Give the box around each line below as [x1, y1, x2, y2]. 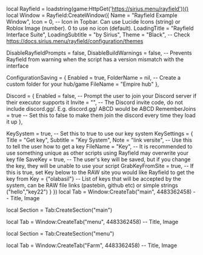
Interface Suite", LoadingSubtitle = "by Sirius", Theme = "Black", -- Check [6, 31, 190, 38]
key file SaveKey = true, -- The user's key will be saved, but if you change [6, 156, 191, 163]
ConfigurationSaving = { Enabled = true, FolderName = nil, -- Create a [6, 74, 181, 81]
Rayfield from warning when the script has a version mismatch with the [6, 56, 184, 63]
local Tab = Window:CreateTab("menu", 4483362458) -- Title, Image [6, 218, 179, 225]
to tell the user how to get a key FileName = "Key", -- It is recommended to [6, 143, 193, 150]
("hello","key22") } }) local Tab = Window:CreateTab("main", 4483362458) [6, 188, 192, 195]
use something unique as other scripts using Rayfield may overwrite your [6, 149, 189, 156]
